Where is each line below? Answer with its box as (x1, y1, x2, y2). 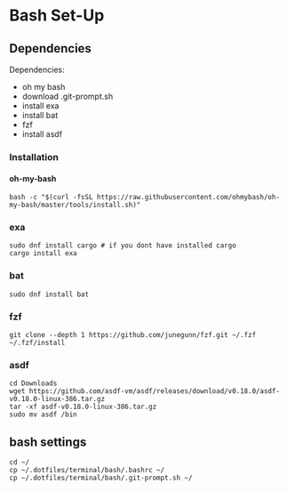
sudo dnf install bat (9, 290, 90, 299)
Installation (9, 150, 60, 163)
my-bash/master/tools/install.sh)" (9, 201, 141, 210)
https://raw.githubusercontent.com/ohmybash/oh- (96, 193, 280, 202)
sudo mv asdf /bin (9, 410, 77, 419)
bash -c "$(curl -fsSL (9, 193, 93, 202)
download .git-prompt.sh (21, 91, 114, 101)
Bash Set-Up (9, 5, 105, 26)
